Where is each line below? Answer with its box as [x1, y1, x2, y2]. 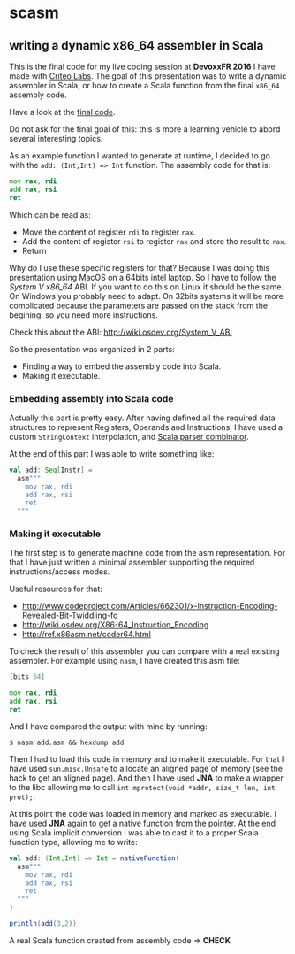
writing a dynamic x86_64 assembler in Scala [9, 38, 264, 53]
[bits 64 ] [9, 673, 46, 681]
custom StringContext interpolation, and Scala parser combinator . [9, 431, 249, 442]
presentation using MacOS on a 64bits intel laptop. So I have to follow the [9, 272, 276, 282]
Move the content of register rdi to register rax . [21, 227, 196, 237]
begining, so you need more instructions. [9, 309, 159, 320]
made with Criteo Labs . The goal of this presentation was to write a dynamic [9, 71, 287, 81]
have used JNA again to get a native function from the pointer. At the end [9, 818, 276, 828]
